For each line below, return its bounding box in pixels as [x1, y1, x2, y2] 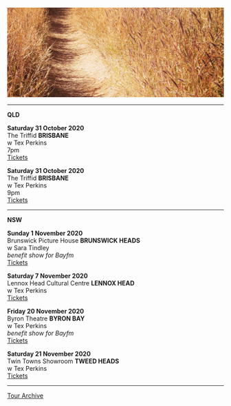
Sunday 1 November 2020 [7, 229, 83, 238]
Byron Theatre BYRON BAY [7, 314, 85, 323]
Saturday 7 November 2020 [7, 272, 88, 280]
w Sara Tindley [7, 244, 49, 252]
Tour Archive [7, 392, 43, 400]
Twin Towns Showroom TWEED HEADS [7, 357, 120, 365]
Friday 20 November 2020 [7, 307, 85, 316]
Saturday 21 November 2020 [7, 349, 91, 358]
